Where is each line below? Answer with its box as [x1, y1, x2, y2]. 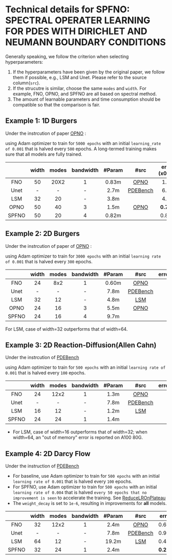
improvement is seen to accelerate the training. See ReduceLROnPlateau [12, 495, 166, 501]
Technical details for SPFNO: [5, 4, 130, 15]
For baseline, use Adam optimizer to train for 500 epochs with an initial [12, 473, 160, 479]
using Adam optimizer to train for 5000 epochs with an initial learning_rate [5, 140, 161, 146]
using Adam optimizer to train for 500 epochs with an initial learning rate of [5, 364, 166, 371]
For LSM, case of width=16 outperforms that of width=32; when [12, 429, 147, 435]
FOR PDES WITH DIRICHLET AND [5, 26, 147, 37]
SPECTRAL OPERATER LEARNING [5, 14, 150, 26]
